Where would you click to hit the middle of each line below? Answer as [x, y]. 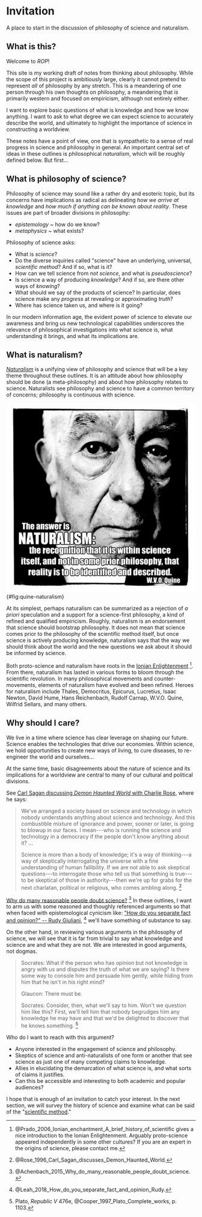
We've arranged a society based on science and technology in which [106, 811]
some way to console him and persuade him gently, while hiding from [107, 975]
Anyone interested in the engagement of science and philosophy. [96, 1049]
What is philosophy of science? [66, 179]
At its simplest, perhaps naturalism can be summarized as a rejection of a [97, 608]
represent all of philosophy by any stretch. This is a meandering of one [94, 85]
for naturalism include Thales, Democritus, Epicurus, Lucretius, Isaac [91, 692]
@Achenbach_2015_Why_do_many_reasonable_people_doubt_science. [103, 1171]
